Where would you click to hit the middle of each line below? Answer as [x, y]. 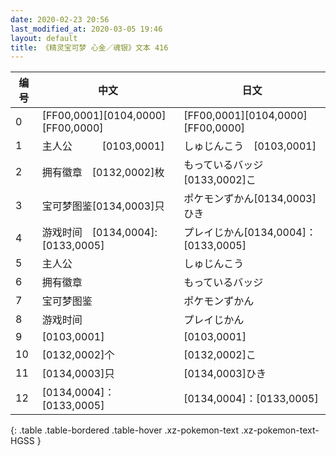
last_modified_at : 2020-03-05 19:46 [86, 29]
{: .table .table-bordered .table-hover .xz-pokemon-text [125, 430]
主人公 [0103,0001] [103, 146]
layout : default [44, 38]
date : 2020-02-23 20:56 [60, 19]
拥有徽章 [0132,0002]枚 [103, 173]
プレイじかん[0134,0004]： [250, 233]
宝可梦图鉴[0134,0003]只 [103, 206]
